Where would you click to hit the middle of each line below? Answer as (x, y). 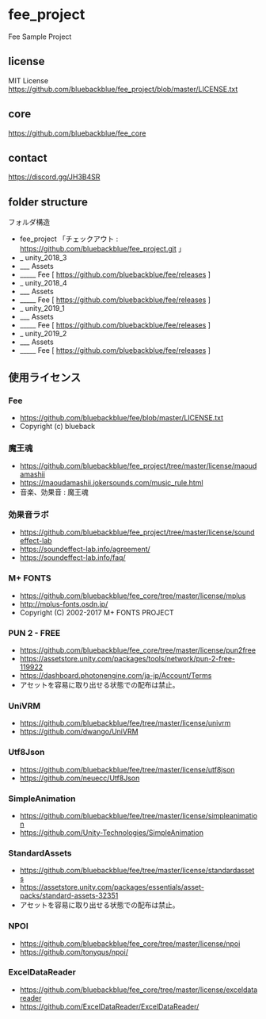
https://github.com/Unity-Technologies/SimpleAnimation (112, 832)
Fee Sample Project (40, 36)
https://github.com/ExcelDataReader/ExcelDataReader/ (109, 1006)
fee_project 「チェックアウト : (69, 239)
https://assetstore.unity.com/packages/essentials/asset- (112, 887)
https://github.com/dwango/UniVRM (79, 732)
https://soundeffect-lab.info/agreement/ (85, 550)
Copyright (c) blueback (57, 426)
